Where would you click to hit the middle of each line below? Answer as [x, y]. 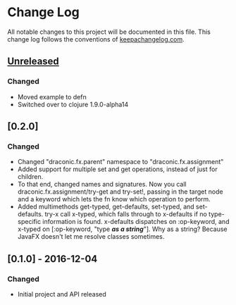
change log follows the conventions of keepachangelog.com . [96, 39]
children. [30, 177]
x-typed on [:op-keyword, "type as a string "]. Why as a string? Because [122, 229]
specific [29, 222]
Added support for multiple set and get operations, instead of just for [117, 169]
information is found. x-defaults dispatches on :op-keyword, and [136, 222]
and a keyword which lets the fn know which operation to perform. [114, 199]
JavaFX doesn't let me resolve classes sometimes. [91, 237]
